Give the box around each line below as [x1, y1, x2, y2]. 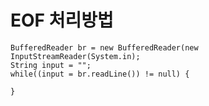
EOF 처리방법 [10, 9, 114, 32]
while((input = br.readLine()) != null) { [10, 69, 190, 79]
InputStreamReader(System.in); [10, 51, 141, 61]
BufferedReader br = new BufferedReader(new [10, 42, 199, 53]
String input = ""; [10, 60, 92, 70]
